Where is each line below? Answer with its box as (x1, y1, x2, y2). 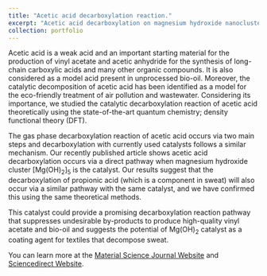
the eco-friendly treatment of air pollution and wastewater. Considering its (8, 91, 251, 100)
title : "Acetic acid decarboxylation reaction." (8, 11, 172, 20)
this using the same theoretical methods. (8, 192, 141, 202)
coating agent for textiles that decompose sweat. (8, 235, 169, 244)
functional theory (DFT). (8, 116, 87, 126)
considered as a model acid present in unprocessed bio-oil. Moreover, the (8, 73, 250, 84)
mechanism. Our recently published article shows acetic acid (8, 148, 208, 157)
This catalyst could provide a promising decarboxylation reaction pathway (8, 208, 251, 217)
